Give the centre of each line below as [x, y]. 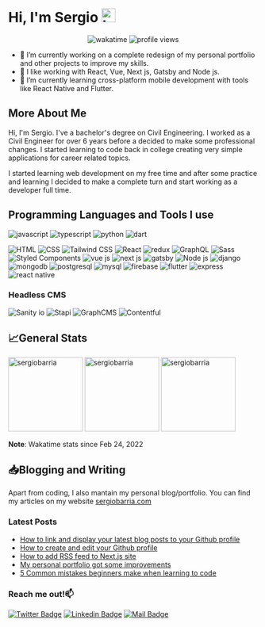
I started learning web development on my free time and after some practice [133, 173]
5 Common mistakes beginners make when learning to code [118, 573]
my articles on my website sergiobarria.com [80, 501]
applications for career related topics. [69, 158]
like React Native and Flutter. [66, 88]
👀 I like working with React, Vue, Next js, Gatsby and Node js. [119, 71]
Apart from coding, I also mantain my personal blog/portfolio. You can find [130, 493]
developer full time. [40, 189]
